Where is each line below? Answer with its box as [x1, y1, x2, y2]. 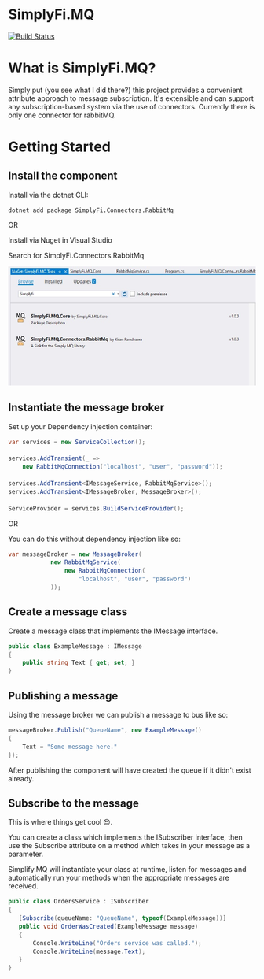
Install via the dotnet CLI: [8, 190, 89, 199]
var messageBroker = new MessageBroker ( [8, 550, 143, 558]
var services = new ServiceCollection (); [8, 438, 146, 446]
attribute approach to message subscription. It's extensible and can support [8, 93, 254, 103]
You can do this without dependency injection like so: [8, 534, 181, 543]
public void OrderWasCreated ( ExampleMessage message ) [18, 922, 199, 930]
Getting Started [8, 138, 112, 156]
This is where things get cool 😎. [8, 818, 113, 827]
